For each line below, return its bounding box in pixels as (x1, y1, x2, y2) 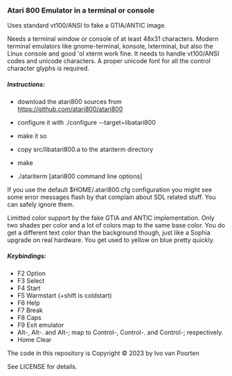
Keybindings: (7, 252, 47, 260)
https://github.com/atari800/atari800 (17, 105, 123, 113)
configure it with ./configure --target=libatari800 (17, 119, 156, 127)
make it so (17, 132, 47, 140)
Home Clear (17, 336, 52, 344)
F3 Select (17, 277, 45, 285)
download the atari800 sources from (17, 98, 123, 106)
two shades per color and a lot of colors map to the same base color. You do (7, 221, 225, 230)
